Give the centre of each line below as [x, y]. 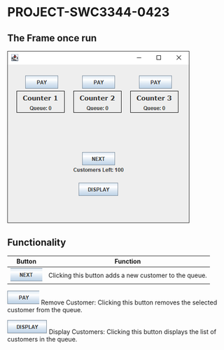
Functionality [37, 243]
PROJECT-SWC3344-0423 [89, 12]
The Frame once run [52, 38]
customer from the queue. [45, 310]
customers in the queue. [42, 339]
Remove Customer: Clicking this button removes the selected [129, 302]
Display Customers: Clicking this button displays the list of [133, 332]
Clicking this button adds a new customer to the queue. [128, 275]
